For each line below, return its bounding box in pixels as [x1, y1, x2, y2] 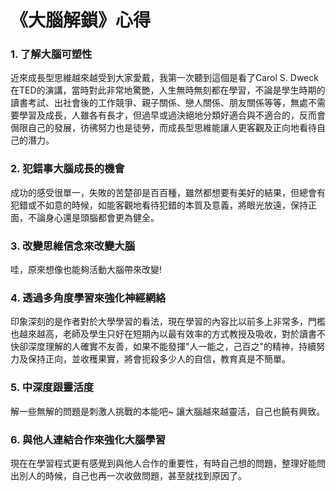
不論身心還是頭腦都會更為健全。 [27, 211, 160, 223]
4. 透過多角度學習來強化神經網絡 [10, 291, 167, 305]
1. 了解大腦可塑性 [10, 47, 93, 61]
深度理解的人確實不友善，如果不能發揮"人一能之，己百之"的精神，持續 [27, 341, 317, 353]
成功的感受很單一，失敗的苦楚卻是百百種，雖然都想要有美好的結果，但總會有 [10, 186, 326, 198]
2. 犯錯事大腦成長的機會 [10, 162, 125, 176]
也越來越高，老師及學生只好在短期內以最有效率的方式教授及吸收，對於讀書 [10, 328, 317, 340]
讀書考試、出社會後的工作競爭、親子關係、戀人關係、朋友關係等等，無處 [10, 97, 308, 109]
